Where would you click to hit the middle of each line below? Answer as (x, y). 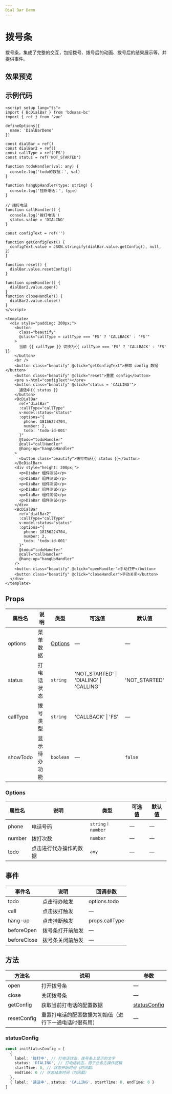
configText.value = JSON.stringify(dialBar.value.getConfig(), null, (85, 247)
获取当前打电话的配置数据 (72, 1005)
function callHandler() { (33, 210)
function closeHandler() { (34, 296)
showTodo (20, 757)
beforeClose (23, 940)
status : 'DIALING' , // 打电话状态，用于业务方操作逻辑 (68, 1063)
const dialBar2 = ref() (31, 148)
